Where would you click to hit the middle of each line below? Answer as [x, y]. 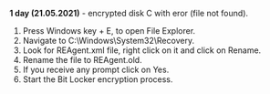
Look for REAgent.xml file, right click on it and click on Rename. [142, 50]
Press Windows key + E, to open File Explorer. [109, 31]
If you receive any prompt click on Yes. [96, 69]
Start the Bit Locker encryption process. [98, 79]
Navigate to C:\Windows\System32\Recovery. [108, 41]
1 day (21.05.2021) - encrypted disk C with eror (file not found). [129, 13]
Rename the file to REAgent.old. [83, 60]
